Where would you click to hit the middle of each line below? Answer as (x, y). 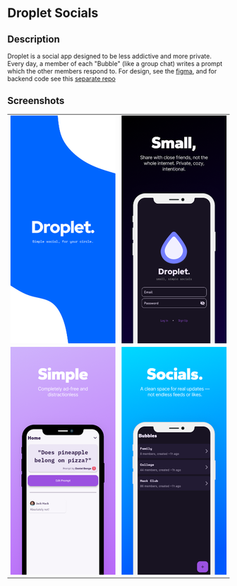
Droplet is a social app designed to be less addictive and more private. (109, 56)
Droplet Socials (53, 13)
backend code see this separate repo (62, 79)
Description (34, 39)
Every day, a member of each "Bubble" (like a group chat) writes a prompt (115, 64)
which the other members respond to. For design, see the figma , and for (112, 71)
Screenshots (36, 101)
